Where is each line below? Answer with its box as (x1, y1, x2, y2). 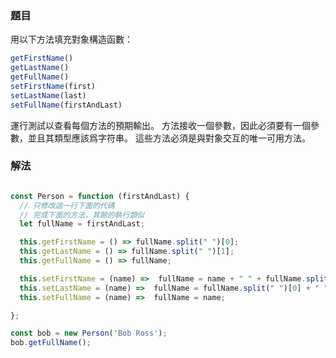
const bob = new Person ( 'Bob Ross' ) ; (10, 328, 168, 339)
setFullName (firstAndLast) (10, 100, 123, 110)
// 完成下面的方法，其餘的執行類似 (19, 210, 145, 220)
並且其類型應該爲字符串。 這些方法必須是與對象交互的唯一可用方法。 (27, 132, 311, 144)
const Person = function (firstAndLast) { (10, 191, 190, 201)
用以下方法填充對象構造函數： (10, 33, 133, 46)
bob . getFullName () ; (10, 338, 92, 348)
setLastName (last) (10, 90, 87, 101)
